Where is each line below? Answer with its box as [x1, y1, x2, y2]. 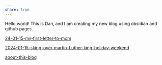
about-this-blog [5, 54, 37, 60]
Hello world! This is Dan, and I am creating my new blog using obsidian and [5, 21, 157, 26]
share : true [5, 7, 29, 12]
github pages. [5, 25, 33, 32]
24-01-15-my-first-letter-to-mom [5, 35, 72, 41]
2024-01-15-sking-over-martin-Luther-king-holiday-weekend [5, 44, 129, 50]
